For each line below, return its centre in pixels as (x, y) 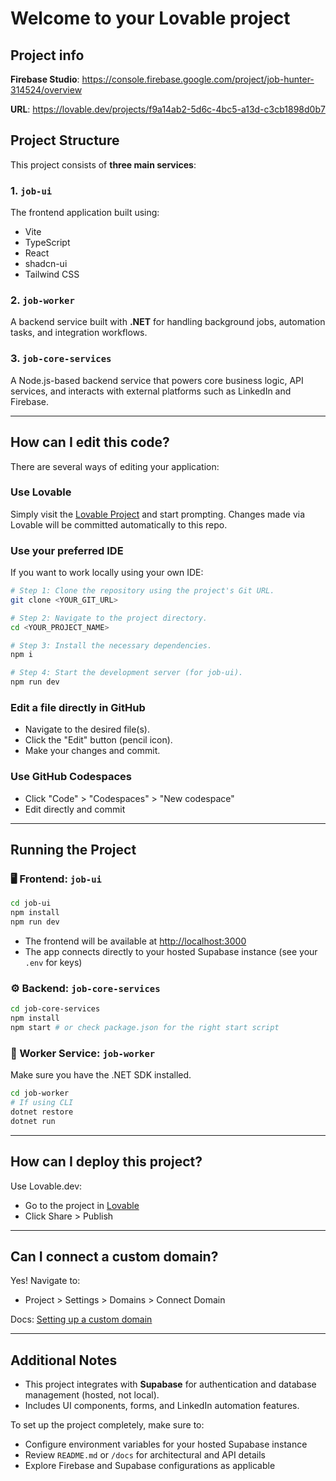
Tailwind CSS (52, 274)
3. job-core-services (61, 359)
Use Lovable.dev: (46, 1186)
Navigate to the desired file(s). (87, 729)
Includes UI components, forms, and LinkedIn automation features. (162, 1406)
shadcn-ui (46, 264)
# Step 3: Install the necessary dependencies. (111, 645)
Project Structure (65, 140)
